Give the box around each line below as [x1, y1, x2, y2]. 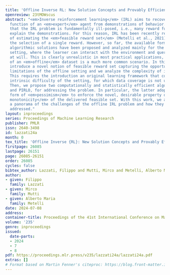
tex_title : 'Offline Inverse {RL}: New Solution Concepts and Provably [5, 140, 159, 145]
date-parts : [10, 234, 35, 239]
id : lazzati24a [5, 130, 37, 135]
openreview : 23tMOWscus [5, 12, 56, 17]
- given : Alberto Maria [5, 196, 56, 201]
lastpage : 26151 [5, 149, 39, 154]
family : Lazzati [10, 182, 44, 187]
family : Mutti [10, 191, 39, 196]
